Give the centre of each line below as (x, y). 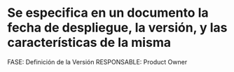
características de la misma (89, 43)
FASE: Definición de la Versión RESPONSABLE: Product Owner (97, 62)
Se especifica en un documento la (108, 13)
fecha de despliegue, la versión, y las (117, 28)
